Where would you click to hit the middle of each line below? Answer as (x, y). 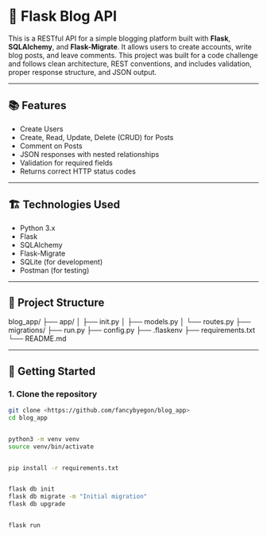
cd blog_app (28, 417)
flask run (25, 526)
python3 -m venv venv (44, 439)
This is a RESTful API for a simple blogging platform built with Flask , (120, 38)
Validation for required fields (66, 162)
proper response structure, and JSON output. (83, 72)
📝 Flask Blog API (63, 16)
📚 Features (37, 106)
